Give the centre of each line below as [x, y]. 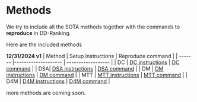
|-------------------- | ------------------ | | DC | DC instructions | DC [96, 62]
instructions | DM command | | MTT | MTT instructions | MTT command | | [97, 75]
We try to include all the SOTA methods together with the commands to [93, 27]
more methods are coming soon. [46, 93]
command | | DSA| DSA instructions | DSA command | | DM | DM [85, 68]
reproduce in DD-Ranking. [39, 33]
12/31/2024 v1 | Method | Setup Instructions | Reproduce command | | [92, 56]
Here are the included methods [44, 44]
